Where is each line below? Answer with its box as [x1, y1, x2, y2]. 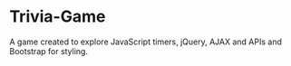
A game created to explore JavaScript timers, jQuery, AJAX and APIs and [9, 36, 283, 47]
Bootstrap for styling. [9, 45, 89, 56]
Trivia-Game [9, 6, 106, 27]
